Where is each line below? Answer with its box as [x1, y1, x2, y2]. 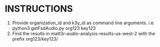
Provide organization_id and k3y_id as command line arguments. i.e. [12, 20, 155, 26]
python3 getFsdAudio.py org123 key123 [12, 25, 96, 31]
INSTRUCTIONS [5, 3, 73, 15]
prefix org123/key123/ [12, 36, 58, 42]
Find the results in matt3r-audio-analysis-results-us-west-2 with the [12, 30, 155, 36]
